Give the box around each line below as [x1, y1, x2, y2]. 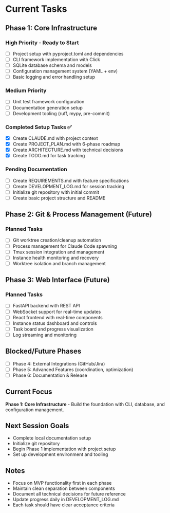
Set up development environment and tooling [12, 451, 108, 457]
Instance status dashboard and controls [12, 320, 97, 326]
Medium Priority [5, 87, 47, 94]
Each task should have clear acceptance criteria [12, 502, 115, 508]
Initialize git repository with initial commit [12, 189, 99, 195]
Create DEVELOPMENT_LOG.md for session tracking [12, 183, 125, 189]
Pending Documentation [5, 166, 68, 173]
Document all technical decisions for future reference [12, 491, 126, 497]
